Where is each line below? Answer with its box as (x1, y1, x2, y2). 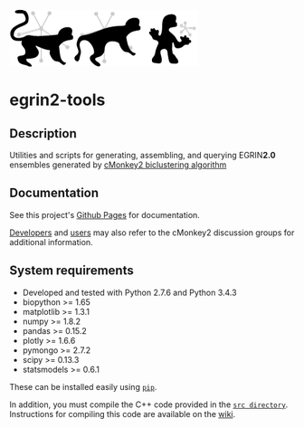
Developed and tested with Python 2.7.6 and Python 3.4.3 (22, 287, 237, 298)
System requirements (9, 263, 134, 279)
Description (9, 126, 77, 141)
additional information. (9, 236, 93, 247)
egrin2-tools (9, 90, 106, 110)
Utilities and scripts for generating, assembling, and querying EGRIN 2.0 (9, 150, 276, 160)
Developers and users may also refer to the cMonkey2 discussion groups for (9, 227, 295, 238)
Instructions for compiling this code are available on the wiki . (9, 408, 236, 419)
